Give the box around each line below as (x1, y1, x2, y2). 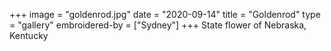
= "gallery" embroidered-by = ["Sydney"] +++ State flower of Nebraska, (9, 19, 307, 31)
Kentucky (9, 30, 49, 41)
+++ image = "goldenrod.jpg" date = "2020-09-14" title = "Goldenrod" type (9, 9, 321, 20)
